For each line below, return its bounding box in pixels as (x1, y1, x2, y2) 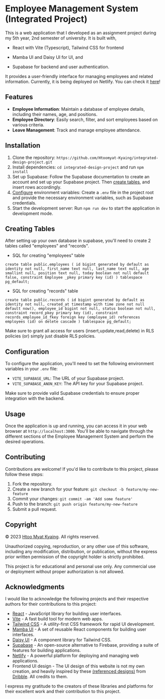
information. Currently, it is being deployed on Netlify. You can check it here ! (5, 79, 161, 84)
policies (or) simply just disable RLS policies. (5, 333, 96, 339)
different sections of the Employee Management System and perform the (5, 433, 154, 439)
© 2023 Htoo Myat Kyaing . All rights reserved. (5, 534, 100, 539)
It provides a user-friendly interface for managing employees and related (5, 73, 153, 79)
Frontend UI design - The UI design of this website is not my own (12, 663, 145, 669)
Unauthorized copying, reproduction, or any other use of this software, (5, 543, 149, 549)
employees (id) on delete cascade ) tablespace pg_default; (5, 319, 132, 324)
